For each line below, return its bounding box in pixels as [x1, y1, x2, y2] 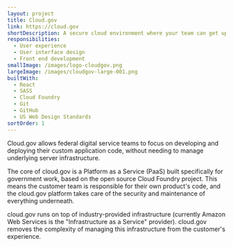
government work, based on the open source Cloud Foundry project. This [7, 174, 218, 182]
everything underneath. [7, 196, 75, 205]
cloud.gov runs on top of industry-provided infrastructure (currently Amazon [7, 210, 226, 219]
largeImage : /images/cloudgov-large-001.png [7, 68, 138, 75]
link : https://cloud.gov [7, 23, 79, 30]
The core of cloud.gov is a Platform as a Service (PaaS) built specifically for [7, 167, 223, 176]
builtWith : [7, 74, 39, 82]
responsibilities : [7, 36, 60, 43]
